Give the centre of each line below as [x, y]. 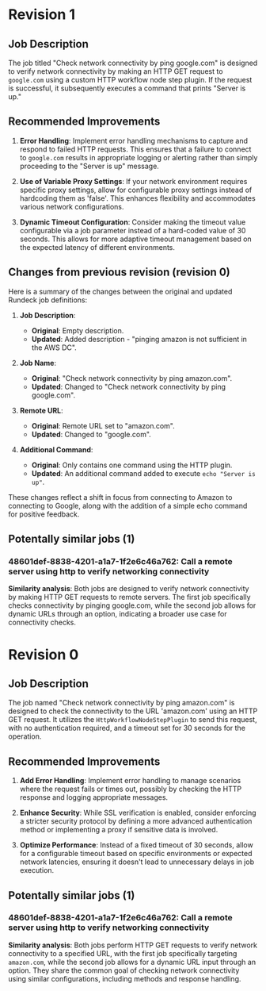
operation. [25, 736]
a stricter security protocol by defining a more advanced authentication [136, 821]
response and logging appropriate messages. [94, 797]
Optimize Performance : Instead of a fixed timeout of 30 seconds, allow [136, 845]
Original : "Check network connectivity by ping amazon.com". [132, 378]
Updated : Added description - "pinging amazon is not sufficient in [139, 339]
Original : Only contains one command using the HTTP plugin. [132, 465]
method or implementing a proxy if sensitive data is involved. [119, 830]
